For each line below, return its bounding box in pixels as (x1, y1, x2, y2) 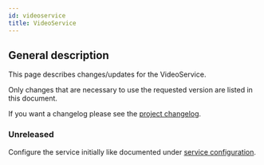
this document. (8, 93, 58, 104)
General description (8, 49, 109, 62)
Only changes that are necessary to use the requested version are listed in (8, 85, 254, 95)
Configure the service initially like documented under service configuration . (8, 147, 257, 156)
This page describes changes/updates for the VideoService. (8, 69, 207, 80)
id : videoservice (8, 11, 66, 20)
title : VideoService (8, 19, 77, 27)
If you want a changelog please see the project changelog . (8, 109, 202, 119)
